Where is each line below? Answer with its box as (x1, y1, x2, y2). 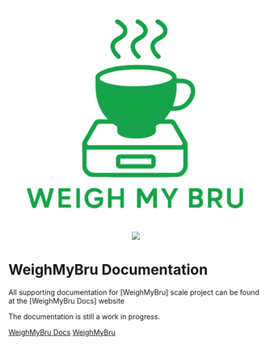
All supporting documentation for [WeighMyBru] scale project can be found (8, 287, 260, 297)
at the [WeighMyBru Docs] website (8, 296, 125, 306)
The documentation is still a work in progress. (8, 312, 160, 322)
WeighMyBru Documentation (8, 261, 209, 279)
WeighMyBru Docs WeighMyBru (8, 327, 116, 338)
